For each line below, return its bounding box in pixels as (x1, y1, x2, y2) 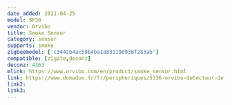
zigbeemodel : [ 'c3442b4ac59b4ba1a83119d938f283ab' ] (7, 49, 159, 56)
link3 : (7, 87, 26, 94)
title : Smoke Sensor (7, 29, 67, 37)
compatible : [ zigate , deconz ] (7, 55, 91, 62)
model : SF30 (7, 17, 41, 23)
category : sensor (7, 36, 57, 43)
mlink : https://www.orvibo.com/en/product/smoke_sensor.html (7, 68, 187, 75)
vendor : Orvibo (7, 23, 51, 30)
